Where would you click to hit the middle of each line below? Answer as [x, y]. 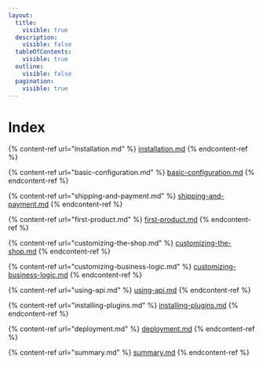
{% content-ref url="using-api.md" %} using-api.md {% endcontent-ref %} [130, 290]
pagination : [35, 81]
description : [37, 37]
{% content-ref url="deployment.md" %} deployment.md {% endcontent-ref [131, 329]
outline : [29, 67]
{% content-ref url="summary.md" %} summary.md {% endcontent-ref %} [129, 352]
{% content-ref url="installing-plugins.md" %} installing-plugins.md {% [123, 305]
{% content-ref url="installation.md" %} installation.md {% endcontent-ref [128, 149]
